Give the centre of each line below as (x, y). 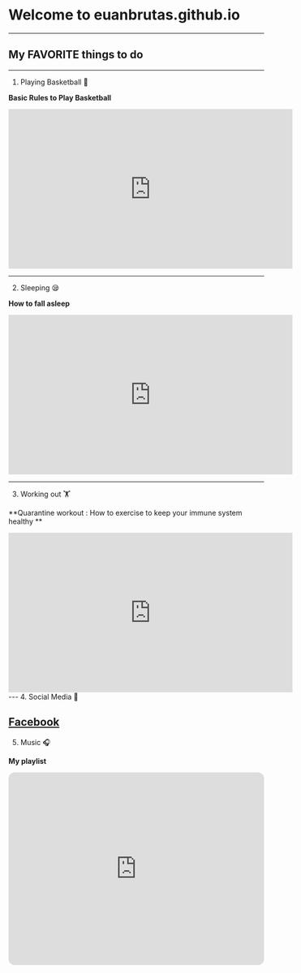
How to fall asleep (39, 303)
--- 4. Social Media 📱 (43, 697)
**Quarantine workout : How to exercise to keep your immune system (125, 512)
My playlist (28, 761)
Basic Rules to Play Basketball (60, 97)
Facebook (34, 722)
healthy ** (26, 521)
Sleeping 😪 (39, 287)
